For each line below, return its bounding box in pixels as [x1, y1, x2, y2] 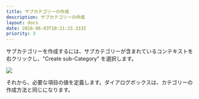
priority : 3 [6, 31, 36, 37]
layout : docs [6, 20, 39, 25]
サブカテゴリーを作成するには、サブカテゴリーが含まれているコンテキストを [6, 48, 194, 55]
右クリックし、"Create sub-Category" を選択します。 [6, 55, 137, 62]
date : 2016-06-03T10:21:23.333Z [6, 25, 86, 31]
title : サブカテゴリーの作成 [6, 8, 70, 15]
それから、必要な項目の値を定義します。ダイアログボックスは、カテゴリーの [6, 79, 193, 86]
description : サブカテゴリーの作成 [6, 14, 85, 20]
